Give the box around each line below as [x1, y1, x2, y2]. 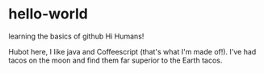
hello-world [8, 5, 89, 23]
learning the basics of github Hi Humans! [8, 31, 145, 41]
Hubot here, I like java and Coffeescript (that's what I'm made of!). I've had [8, 47, 257, 56]
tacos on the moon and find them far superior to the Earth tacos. [8, 55, 223, 65]
